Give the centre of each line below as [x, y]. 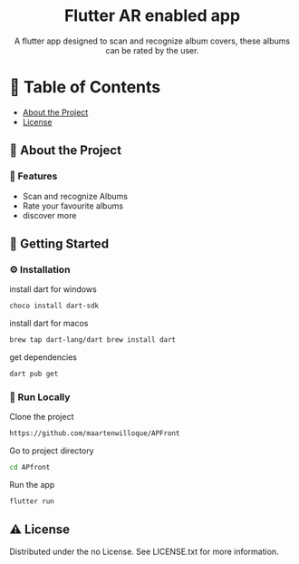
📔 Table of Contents [85, 88]
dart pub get [34, 374]
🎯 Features [34, 176]
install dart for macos [49, 324]
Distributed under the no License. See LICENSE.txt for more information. [144, 551]
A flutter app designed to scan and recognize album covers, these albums [152, 41]
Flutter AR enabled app [152, 16]
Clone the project [42, 417]
